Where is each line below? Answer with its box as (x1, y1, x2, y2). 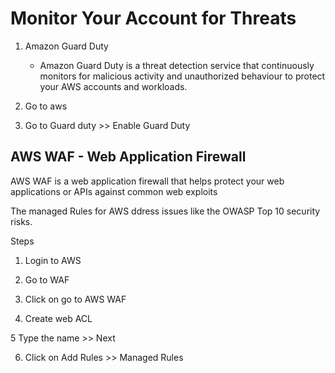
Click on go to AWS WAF (24, 293, 127, 305)
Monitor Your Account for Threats (10, 7, 297, 30)
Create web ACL (24, 312, 93, 324)
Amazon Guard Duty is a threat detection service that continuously (39, 59, 315, 71)
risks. (10, 215, 33, 227)
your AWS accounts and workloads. (39, 80, 188, 92)
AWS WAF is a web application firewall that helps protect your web (10, 175, 285, 187)
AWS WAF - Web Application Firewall (10, 148, 247, 166)
